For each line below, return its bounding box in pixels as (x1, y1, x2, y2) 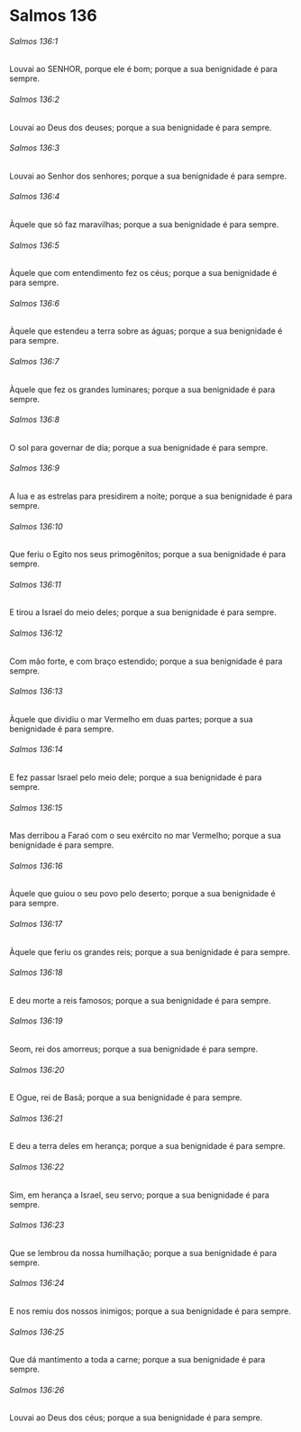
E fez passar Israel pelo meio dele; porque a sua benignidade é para (9, 772, 262, 783)
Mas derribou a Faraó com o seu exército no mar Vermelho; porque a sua (9, 831, 281, 841)
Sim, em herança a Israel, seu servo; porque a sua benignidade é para (9, 1189, 270, 1200)
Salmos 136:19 (9, 1015, 63, 1026)
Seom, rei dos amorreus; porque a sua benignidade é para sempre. (9, 1043, 259, 1055)
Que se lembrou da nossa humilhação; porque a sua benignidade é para (9, 1247, 278, 1258)
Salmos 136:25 (9, 1326, 65, 1337)
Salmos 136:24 (9, 1278, 65, 1289)
